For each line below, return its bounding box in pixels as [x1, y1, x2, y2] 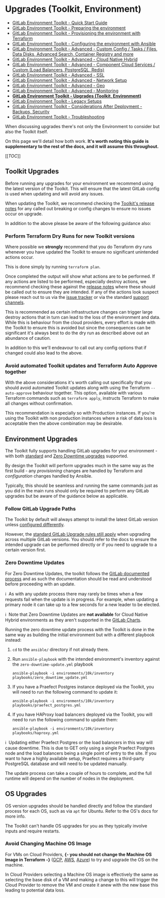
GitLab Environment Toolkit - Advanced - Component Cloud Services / [12, 62, 155, 67]
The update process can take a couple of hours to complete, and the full [5, 770, 152, 776]
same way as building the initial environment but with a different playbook [5, 632, 155, 638]
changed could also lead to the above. [5, 350, 83, 356]
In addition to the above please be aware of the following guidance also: [5, 220, 151, 226]
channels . [5, 299, 25, 306]
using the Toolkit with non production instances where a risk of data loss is [5, 415, 157, 421]
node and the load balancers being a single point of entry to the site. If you [5, 750, 157, 756]
